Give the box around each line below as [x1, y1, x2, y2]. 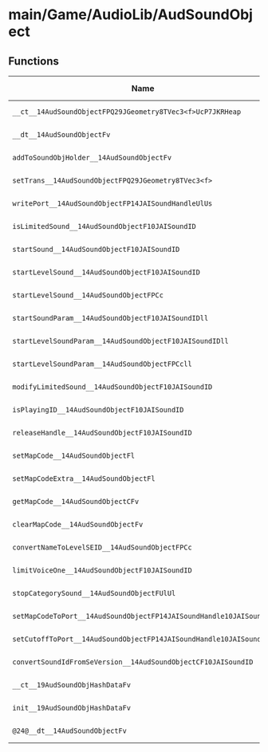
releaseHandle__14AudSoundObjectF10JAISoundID [12, 428, 193, 437]
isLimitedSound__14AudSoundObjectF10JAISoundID [12, 222, 197, 230]
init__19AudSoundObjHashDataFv [12, 703, 132, 712]
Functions [8, 54, 60, 68]
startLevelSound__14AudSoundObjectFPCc [12, 291, 164, 300]
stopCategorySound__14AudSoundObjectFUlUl [12, 589, 176, 597]
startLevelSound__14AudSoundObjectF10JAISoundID [12, 268, 201, 277]
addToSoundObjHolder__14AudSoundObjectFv [12, 153, 172, 162]
